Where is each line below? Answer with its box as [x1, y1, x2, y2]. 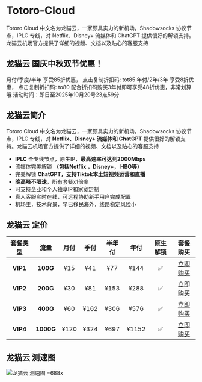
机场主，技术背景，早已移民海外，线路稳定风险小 [14, 200, 136, 208]
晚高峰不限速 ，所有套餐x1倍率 [14, 178, 89, 185]
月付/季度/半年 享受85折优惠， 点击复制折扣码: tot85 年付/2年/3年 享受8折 [6, 76, 189, 83]
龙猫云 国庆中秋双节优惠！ [6, 58, 103, 69]
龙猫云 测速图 [6, 352, 56, 362]
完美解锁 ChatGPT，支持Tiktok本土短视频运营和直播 [14, 170, 145, 178]
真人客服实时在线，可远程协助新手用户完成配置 [14, 193, 131, 200]
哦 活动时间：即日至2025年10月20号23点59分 [6, 91, 120, 98]
